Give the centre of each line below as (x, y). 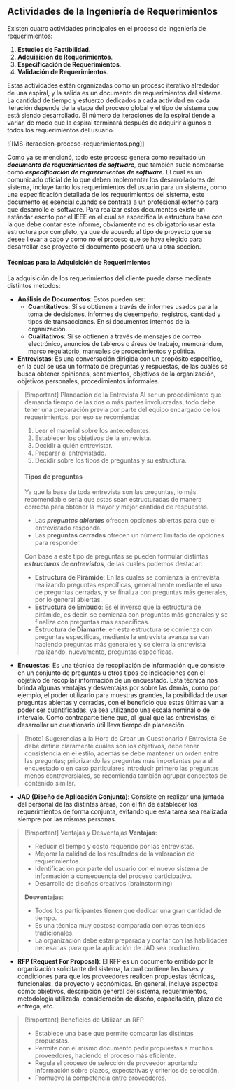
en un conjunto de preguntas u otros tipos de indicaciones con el (111, 673)
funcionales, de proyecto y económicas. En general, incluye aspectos (117, 984)
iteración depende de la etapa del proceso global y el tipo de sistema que (113, 107)
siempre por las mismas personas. (67, 819)
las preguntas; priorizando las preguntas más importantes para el (119, 761)
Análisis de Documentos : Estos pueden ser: (81, 299)
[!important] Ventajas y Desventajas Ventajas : (91, 833)
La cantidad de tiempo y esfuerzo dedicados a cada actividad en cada (108, 100)
